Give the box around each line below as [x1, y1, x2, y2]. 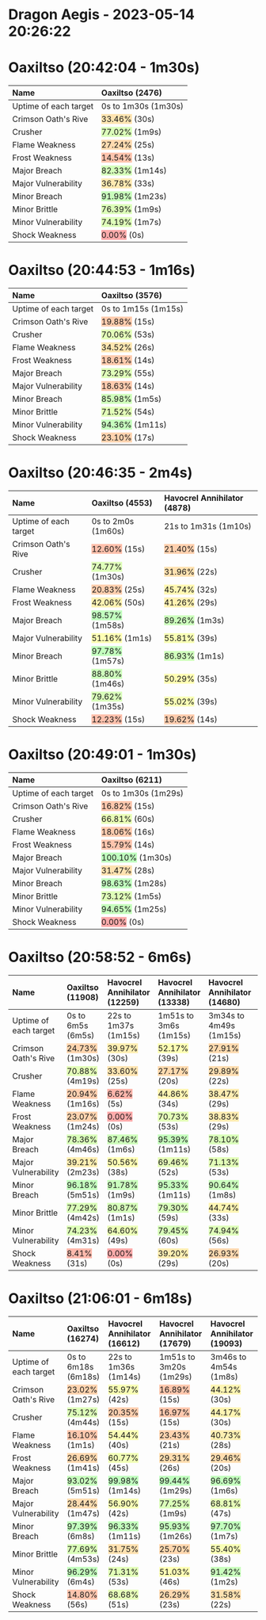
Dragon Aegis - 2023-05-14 [8, 6, 196, 24]
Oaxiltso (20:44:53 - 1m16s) [8, 262, 196, 279]
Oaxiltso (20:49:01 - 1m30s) [8, 746, 197, 764]
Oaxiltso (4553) [91, 498, 153, 508]
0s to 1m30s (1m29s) [101, 787, 184, 798]
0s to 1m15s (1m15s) [101, 304, 184, 315]
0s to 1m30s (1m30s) [101, 101, 184, 112]
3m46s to [210, 1351, 247, 1362]
